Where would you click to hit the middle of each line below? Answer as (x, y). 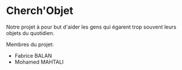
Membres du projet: (30, 44)
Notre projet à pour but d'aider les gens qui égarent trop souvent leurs (91, 27)
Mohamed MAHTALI (39, 62)
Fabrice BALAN (33, 55)
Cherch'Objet (40, 11)
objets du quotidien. (30, 33)
